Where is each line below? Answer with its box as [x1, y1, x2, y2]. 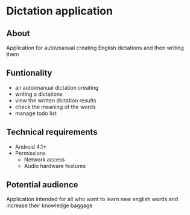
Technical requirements [6, 127, 98, 137]
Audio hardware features [24, 162, 86, 169]
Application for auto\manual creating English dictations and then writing [6, 44, 184, 51]
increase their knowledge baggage [6, 202, 93, 209]
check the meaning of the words [14, 103, 96, 110]
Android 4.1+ [14, 143, 46, 150]
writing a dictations [14, 90, 63, 98]
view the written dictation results [14, 96, 97, 104]
